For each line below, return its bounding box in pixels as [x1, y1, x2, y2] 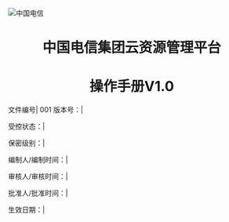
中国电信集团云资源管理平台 [42, 39, 221, 56]
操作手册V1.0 [89, 78, 175, 96]
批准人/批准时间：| [8, 188, 68, 198]
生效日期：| [8, 205, 45, 215]
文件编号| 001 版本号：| [8, 105, 84, 115]
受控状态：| [8, 122, 45, 131]
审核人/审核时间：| [8, 172, 68, 181]
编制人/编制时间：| [8, 155, 68, 165]
